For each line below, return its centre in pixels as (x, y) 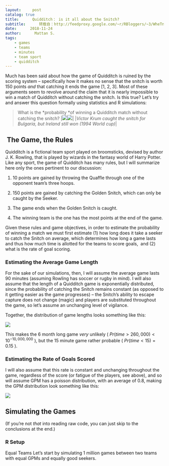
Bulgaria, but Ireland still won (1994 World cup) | (67, 124)
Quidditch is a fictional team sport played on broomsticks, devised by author (84, 152)
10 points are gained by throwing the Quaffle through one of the (78, 178)
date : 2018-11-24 (29, 29)
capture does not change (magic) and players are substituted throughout (81, 300)
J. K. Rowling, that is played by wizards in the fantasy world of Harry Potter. (83, 158)
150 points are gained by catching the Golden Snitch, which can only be (87, 193)
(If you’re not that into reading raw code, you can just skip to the (72, 424)
